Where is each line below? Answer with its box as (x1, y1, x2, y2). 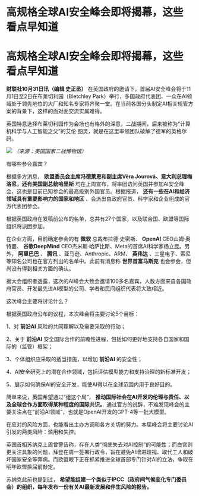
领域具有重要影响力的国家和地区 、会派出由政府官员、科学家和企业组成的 (6, 195, 185, 203)
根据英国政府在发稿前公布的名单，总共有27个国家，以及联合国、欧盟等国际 (6, 215, 189, 223)
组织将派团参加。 (6, 223, 48, 230)
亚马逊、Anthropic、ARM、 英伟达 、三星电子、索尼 (64, 250, 191, 257)
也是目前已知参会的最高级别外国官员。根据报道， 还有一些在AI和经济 (21, 188, 190, 195)
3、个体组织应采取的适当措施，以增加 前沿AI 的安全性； (6, 356, 143, 363)
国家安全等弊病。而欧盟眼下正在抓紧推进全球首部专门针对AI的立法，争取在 (11, 456, 194, 463)
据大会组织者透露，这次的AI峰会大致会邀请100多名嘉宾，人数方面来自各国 (6, 277, 187, 285)
